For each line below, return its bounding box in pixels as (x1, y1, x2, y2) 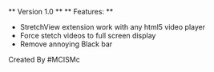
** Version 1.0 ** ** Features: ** (8, 7, 114, 16)
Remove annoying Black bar (19, 39, 113, 49)
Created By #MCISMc (8, 55, 80, 64)
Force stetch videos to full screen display (19, 31, 156, 40)
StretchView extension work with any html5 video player (19, 22, 206, 31)
